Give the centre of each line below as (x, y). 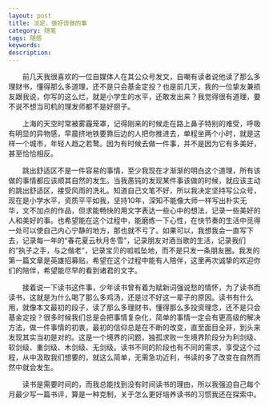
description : (30, 53)
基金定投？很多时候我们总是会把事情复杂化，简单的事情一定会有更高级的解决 (134, 317)
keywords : (25, 46)
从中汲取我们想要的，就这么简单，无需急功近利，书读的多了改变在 (131, 357)
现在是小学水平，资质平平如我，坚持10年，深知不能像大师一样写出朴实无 (128, 200)
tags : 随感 (25, 38)
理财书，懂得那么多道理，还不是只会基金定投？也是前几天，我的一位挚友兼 (131, 86)
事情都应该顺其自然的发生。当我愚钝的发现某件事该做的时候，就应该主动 (141, 180)
